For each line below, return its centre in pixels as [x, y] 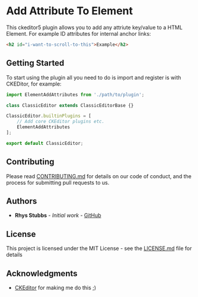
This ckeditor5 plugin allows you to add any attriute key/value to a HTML [94, 27]
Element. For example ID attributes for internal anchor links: [79, 33]
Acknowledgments [42, 274]
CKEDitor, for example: [34, 84]
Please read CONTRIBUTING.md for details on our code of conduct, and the [99, 176]
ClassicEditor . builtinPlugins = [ [49, 116]
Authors [22, 201]
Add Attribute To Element [70, 11]
